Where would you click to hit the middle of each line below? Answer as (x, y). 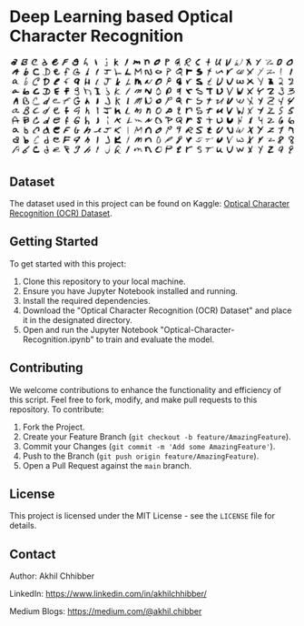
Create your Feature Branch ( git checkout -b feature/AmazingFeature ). (157, 436)
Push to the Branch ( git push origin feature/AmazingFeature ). (141, 456)
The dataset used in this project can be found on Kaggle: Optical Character (150, 203)
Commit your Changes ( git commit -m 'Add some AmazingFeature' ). (149, 446)
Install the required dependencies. (87, 300)
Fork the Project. (54, 427)
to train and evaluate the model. (155, 339)
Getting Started (54, 242)
